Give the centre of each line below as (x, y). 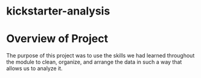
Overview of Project (57, 39)
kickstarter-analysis (58, 11)
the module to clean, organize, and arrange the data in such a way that (94, 62)
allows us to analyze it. (34, 68)
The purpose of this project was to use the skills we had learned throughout (101, 56)
